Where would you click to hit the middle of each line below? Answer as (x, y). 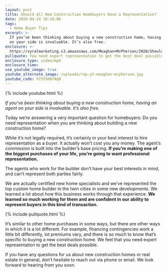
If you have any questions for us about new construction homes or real (78, 254)
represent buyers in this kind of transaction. (51, 205)
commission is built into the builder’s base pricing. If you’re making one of (81, 148)
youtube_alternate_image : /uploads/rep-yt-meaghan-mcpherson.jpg (74, 74)
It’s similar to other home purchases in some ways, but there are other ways (83, 223)
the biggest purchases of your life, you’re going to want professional (78, 153)
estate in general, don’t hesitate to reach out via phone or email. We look (80, 260)
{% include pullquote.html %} (35, 214)
